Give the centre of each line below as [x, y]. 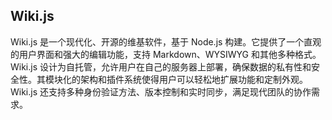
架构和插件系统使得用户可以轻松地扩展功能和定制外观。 [193, 79]
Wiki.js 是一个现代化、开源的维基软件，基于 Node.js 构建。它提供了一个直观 [166, 41]
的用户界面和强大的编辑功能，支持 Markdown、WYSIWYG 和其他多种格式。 [166, 54]
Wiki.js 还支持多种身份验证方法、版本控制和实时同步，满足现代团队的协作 [161, 91]
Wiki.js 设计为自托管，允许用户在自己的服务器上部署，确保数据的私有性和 [161, 66]
